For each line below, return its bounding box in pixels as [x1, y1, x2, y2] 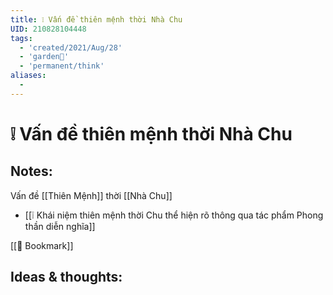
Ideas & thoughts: [10, 269, 123, 286]
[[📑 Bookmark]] [10, 239, 74, 251]
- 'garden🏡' [19, 52, 70, 62]
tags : [10, 33, 33, 43]
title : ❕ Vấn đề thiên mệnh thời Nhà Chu [10, 14, 183, 25]
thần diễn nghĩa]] [24, 220, 96, 232]
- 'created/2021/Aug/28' [19, 42, 123, 53]
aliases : [10, 71, 47, 81]
